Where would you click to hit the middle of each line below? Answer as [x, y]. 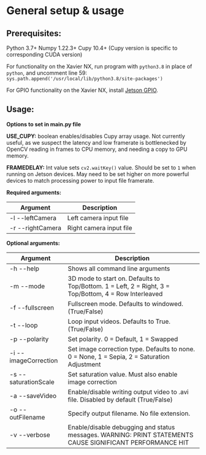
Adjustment [84, 364]
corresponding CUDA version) [44, 55]
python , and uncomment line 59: [47, 73]
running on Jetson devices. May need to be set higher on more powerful [98, 174]
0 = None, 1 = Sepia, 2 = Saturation [119, 356]
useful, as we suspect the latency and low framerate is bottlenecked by [97, 142]
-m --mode [27, 286]
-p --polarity [29, 339]
